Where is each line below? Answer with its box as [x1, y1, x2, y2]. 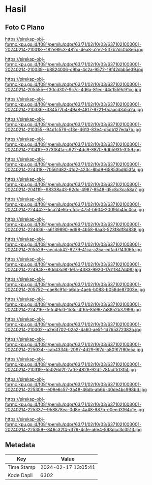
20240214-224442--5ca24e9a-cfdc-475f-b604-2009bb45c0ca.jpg [5, 207, 144, 212]
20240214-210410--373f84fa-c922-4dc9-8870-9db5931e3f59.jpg [5, 147, 141, 152]
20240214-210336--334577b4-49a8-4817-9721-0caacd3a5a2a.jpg [5, 107, 143, 112]
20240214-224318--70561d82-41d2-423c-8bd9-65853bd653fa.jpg [5, 166, 144, 172]
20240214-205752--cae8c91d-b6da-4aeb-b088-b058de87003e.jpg [5, 287, 145, 292]
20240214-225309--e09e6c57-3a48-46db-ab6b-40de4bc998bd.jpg [5, 387, 147, 392]
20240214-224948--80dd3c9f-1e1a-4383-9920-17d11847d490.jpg [5, 267, 142, 272]
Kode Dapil [7, 472, 33, 479]
